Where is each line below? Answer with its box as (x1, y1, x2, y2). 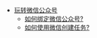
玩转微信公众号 (13, 6, 58, 14)
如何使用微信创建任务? (24, 23, 90, 31)
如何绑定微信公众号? (24, 15, 84, 23)
